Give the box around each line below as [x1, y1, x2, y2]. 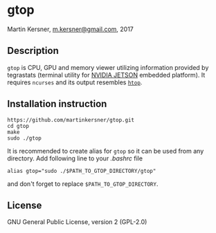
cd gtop [7, 122, 30, 129]
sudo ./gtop [7, 134, 42, 142]
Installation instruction [7, 98, 107, 110]
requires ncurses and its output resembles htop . [7, 78, 143, 86]
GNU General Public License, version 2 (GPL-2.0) [7, 218, 147, 226]
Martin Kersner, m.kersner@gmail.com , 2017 [7, 25, 134, 33]
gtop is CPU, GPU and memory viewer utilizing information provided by [7, 63, 209, 71]
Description [7, 45, 59, 57]
